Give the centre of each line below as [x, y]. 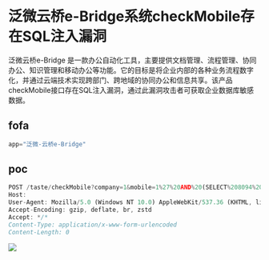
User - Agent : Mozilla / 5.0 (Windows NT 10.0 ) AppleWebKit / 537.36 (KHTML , [130, 202]
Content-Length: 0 [39, 232]
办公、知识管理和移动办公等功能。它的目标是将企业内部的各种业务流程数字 [131, 70]
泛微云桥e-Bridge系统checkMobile [124, 16]
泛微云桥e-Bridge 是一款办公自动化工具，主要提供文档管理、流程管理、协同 [132, 60]
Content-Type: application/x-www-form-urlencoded [93, 225]
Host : [17, 195]
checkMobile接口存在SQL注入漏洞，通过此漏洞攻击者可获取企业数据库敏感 [131, 90]
